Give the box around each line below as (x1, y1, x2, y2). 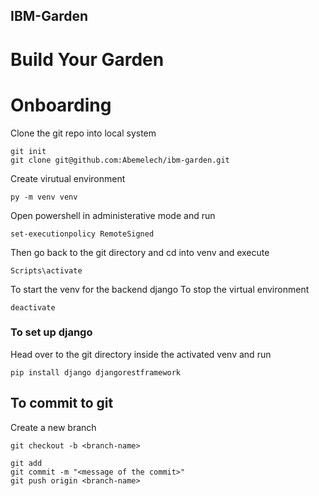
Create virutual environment (10, 172, 126, 184)
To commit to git (10, 395, 114, 412)
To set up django (10, 325, 93, 339)
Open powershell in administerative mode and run (10, 209, 216, 221)
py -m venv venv (10, 192, 78, 202)
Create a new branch (10, 421, 97, 433)
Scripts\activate (10, 265, 83, 276)
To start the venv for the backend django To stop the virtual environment (10, 283, 310, 295)
